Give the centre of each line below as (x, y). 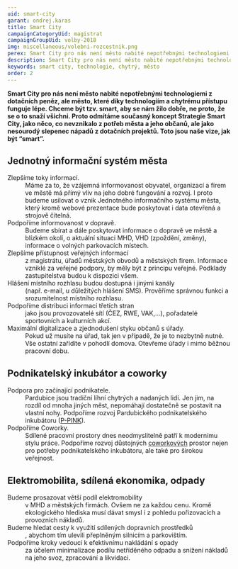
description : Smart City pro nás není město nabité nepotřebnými (106, 60)
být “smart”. (26, 138)
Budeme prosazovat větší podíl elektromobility (75, 497)
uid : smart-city (31, 14)
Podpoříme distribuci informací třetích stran (71, 306)
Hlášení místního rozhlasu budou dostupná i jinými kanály (91, 283)
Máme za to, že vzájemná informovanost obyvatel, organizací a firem (126, 186)
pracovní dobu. (47, 351)
